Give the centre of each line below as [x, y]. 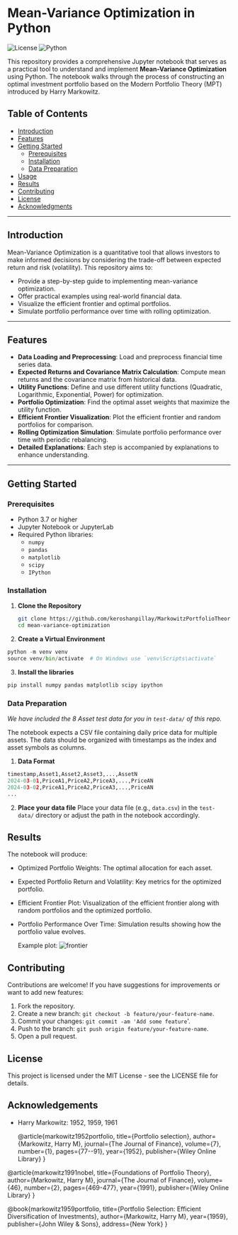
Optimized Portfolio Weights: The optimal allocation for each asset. [115, 868]
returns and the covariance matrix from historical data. [97, 380]
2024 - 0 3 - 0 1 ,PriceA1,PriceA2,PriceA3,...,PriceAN [80, 781]
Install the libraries [46, 672]
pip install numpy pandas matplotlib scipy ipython [85, 685]
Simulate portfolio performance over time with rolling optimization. [114, 311]
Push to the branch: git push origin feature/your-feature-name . [113, 1029]
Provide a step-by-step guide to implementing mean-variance [108, 281]
